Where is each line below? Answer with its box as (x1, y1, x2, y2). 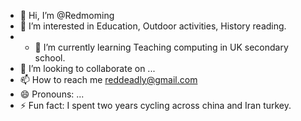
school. (34, 52, 66, 64)
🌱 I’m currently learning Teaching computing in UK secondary (34, 41, 289, 53)
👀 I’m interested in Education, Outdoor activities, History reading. (19, 20, 287, 32)
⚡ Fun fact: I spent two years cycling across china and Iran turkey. (19, 100, 292, 111)
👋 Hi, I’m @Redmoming (19, 10, 115, 21)
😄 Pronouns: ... (19, 88, 85, 100)
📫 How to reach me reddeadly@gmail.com (19, 74, 198, 85)
